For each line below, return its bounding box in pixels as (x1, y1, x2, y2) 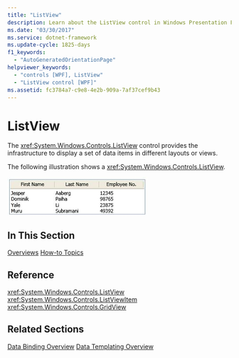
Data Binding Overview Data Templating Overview (7, 342, 154, 351)
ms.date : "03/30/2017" (7, 26, 75, 33)
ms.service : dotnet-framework (7, 34, 97, 41)
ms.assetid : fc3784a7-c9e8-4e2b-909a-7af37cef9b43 (7, 86, 161, 94)
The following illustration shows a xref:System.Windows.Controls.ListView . (7, 163, 225, 171)
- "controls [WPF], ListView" (14, 71, 103, 78)
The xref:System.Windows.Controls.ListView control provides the (7, 141, 198, 150)
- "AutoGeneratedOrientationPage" (14, 57, 116, 64)
